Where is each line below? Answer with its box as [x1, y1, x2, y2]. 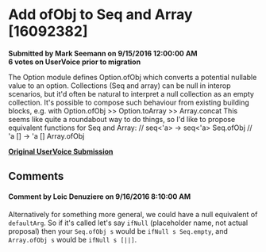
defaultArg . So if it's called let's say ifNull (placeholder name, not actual [8, 218, 249, 227]
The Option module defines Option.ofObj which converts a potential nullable [8, 72, 257, 82]
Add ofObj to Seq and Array [8, 6, 193, 24]
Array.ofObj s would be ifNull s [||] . [8, 235, 137, 244]
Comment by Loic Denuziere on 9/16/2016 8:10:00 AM [8, 192, 191, 201]
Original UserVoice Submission [8, 147, 114, 156]
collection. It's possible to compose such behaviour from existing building [8, 97, 250, 107]
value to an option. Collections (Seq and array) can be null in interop [8, 81, 231, 90]
